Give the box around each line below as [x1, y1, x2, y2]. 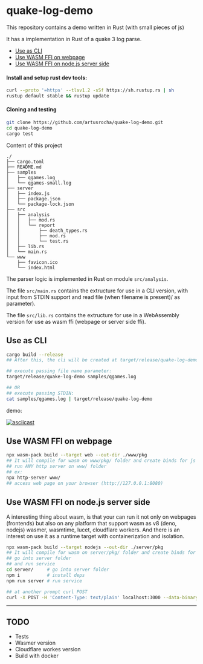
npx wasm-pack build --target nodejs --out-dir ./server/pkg [6, 544, 164, 550]
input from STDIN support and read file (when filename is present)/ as [6, 293, 180, 300]
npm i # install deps [6, 572, 85, 578]
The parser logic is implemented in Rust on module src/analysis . [6, 275, 169, 282]
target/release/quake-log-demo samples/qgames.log [6, 373, 137, 380]
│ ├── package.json [6, 196, 61, 202]
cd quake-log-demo [6, 125, 53, 131]
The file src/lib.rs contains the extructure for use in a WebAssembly [6, 311, 179, 318]
